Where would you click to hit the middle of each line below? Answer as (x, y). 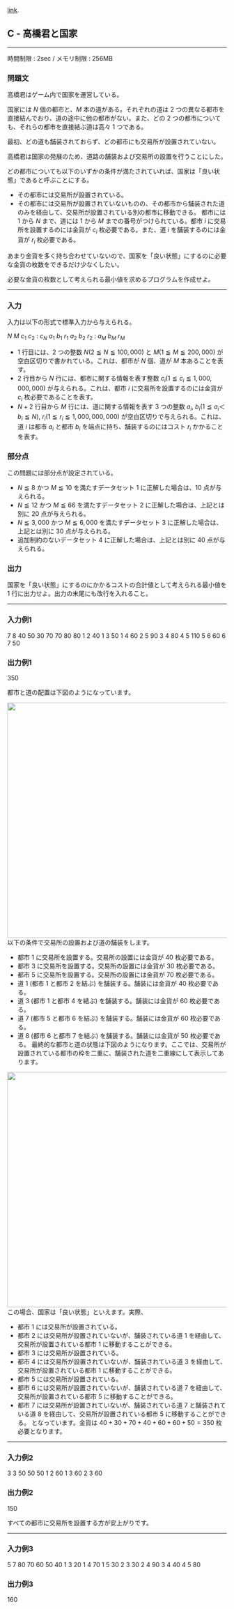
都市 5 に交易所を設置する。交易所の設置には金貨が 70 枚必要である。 (118, 975)
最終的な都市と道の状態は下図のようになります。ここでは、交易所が (128, 1044)
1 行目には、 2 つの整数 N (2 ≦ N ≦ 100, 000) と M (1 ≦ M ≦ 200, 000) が (120, 352)
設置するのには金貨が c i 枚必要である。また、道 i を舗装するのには (125, 231)
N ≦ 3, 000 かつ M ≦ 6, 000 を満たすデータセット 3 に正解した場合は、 (120, 523)
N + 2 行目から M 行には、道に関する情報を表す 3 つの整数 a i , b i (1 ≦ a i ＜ (121, 407)
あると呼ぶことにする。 (59, 180)
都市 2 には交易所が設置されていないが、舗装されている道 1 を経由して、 (121, 1335)
